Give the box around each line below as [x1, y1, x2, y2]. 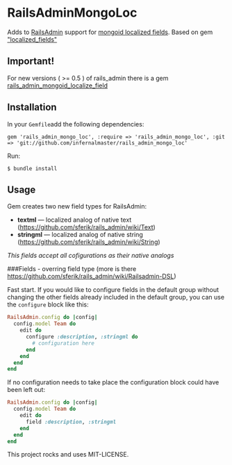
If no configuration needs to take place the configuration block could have [7, 378, 219, 386]
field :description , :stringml [25, 418, 117, 425]
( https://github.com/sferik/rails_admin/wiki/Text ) [17, 223, 156, 231]
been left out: [7, 386, 46, 394]
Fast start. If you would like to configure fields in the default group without [7, 286, 219, 294]
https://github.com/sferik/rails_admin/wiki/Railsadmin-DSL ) [7, 272, 176, 281]
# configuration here [32, 339, 95, 347]
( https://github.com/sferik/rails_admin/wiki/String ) [17, 238, 161, 246]
